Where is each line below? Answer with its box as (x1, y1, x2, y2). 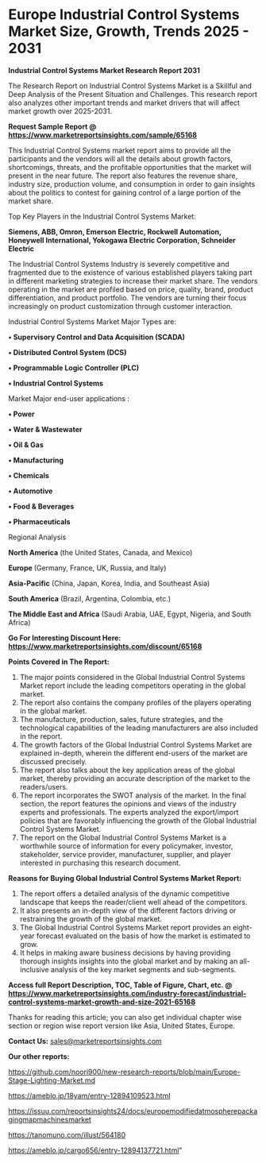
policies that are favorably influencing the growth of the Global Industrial (19, 816, 256, 825)
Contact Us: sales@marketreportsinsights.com (8, 1036, 163, 1045)
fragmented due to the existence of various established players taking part (8, 268, 253, 277)
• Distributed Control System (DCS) (8, 347, 127, 357)
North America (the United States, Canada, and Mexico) (8, 547, 193, 557)
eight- (233, 922, 253, 932)
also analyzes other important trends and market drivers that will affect (8, 98, 241, 107)
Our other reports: (8, 1051, 70, 1061)
